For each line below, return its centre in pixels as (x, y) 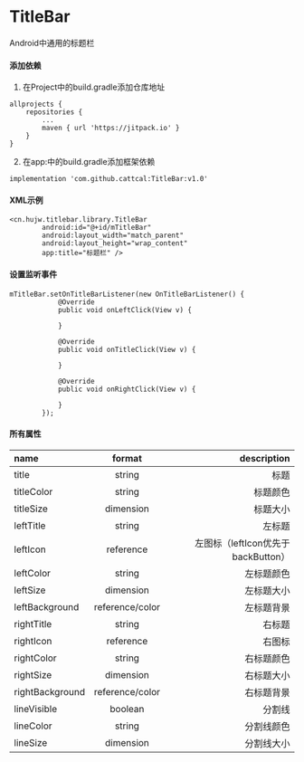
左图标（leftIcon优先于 (242, 543)
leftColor (33, 573)
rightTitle (33, 624)
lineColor (33, 726)
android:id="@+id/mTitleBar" (97, 228)
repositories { (54, 112)
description (265, 458)
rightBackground (50, 691)
